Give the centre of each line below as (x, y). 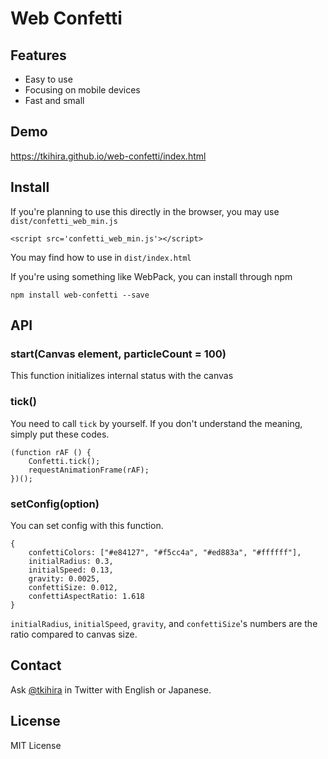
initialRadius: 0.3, (71, 561)
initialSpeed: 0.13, (71, 570)
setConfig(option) (55, 504)
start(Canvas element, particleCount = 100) (118, 354)
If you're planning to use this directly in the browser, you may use (145, 211)
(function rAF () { (51, 452)
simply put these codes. (60, 434)
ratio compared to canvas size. (74, 634)
